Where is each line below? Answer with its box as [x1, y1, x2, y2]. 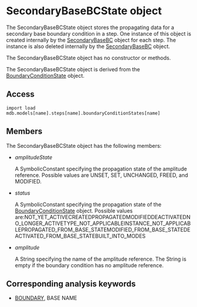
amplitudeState [14, 153, 53, 161]
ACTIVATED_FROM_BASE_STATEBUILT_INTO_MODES [14, 232, 146, 239]
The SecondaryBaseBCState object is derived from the [6, 65, 141, 72]
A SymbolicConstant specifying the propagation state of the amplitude [14, 165, 188, 172]
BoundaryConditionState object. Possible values [14, 207, 133, 214]
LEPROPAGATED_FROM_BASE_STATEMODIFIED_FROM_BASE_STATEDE [14, 226, 191, 233]
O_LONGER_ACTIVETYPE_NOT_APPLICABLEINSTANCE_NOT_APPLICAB [14, 220, 191, 227]
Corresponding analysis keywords [6, 278, 136, 289]
